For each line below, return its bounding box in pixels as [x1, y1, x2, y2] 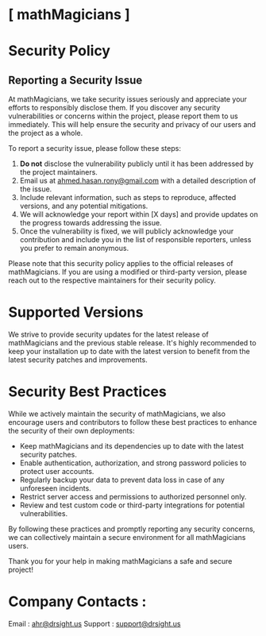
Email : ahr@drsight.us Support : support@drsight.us [8, 619, 181, 628]
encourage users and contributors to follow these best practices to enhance [8, 418, 257, 427]
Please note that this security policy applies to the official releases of [8, 259, 233, 268]
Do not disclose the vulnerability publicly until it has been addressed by [19, 159, 254, 168]
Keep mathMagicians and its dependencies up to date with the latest [19, 441, 245, 451]
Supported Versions [8, 303, 144, 322]
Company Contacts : [8, 593, 147, 611]
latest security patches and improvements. [8, 355, 148, 364]
